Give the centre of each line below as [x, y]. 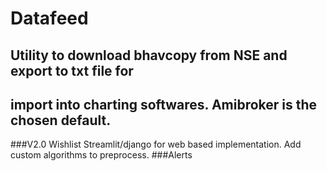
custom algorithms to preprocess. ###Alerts [101, 155]
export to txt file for [72, 70]
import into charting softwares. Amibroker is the [164, 104]
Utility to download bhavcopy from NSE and [149, 55]
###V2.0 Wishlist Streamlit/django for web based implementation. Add [156, 144]
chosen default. [61, 120]
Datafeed [49, 18]
